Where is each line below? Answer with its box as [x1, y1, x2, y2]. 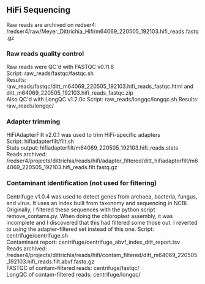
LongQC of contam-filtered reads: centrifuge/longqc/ [6, 271, 141, 278]
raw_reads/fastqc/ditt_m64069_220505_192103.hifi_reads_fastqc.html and [6, 82, 194, 90]
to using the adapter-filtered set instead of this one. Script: [6, 225, 154, 233]
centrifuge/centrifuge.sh [6, 231, 69, 239]
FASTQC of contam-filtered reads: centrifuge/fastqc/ [6, 264, 140, 271]
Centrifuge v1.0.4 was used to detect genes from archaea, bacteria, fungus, [6, 192, 198, 200]
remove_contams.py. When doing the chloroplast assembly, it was [6, 212, 173, 219]
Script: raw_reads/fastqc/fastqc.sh [6, 70, 94, 77]
